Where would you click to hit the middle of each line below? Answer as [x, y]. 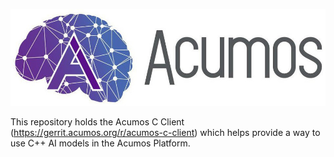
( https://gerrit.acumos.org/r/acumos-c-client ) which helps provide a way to [165, 132]
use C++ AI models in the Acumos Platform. [100, 143]
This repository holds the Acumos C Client [97, 121]
